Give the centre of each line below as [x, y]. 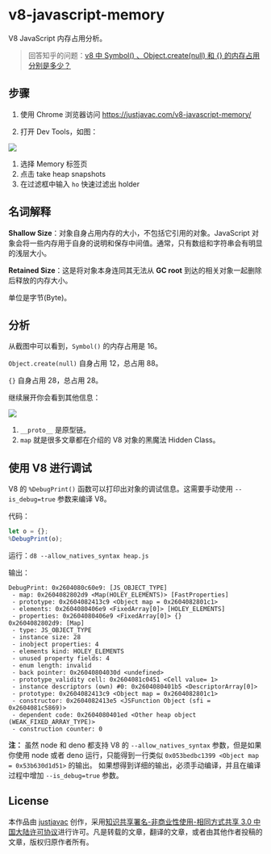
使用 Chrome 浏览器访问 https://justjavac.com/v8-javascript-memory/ [135, 114]
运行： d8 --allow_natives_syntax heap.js [79, 555]
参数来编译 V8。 [84, 499]
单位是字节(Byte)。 [40, 297]
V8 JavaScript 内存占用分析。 [58, 38]
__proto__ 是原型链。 [55, 430]
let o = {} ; [28, 532]
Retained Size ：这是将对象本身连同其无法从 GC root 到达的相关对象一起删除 [135, 270]
